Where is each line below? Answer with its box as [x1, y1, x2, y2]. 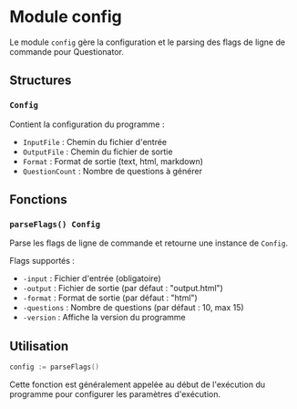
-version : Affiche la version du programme [22, 312, 187, 323]
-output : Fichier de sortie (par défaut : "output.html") [22, 283, 223, 294]
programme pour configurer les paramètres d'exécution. [9, 389, 221, 399]
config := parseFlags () [9, 362, 100, 372]
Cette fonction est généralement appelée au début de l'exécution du [9, 379, 266, 390]
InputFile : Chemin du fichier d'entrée [22, 136, 168, 147]
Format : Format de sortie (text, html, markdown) [22, 155, 203, 166]
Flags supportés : [9, 256, 76, 267]
